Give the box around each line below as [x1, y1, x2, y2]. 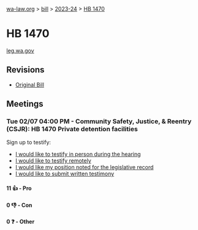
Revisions [6, 64, 45, 75]
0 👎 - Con [6, 201, 32, 209]
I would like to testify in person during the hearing [15, 150, 141, 158]
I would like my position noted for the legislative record [15, 164, 154, 171]
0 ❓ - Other [6, 218, 35, 226]
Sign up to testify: [6, 139, 51, 146]
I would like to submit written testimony [15, 170, 115, 177]
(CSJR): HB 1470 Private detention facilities [6, 125, 138, 134]
